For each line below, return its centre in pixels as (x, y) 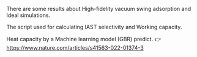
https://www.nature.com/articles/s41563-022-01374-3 (75, 48)
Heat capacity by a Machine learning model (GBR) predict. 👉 (84, 39)
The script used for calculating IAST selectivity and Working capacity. (94, 27)
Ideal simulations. (28, 15)
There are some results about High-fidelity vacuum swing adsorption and (99, 9)
